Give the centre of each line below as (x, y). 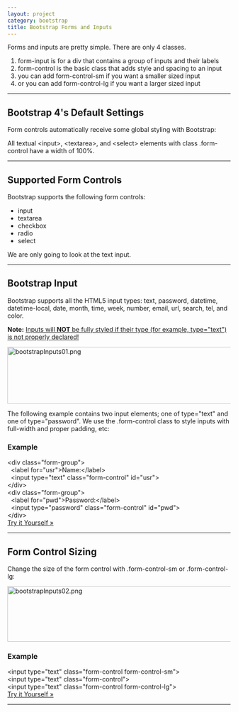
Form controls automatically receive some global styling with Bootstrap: (112, 130)
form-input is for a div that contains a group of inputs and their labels (118, 61)
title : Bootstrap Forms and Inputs (60, 27)
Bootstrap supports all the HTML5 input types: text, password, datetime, (113, 300)
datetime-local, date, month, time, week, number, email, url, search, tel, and (118, 308)
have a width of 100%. (62, 151)
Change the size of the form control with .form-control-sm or (96, 569)
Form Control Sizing (52, 551)
